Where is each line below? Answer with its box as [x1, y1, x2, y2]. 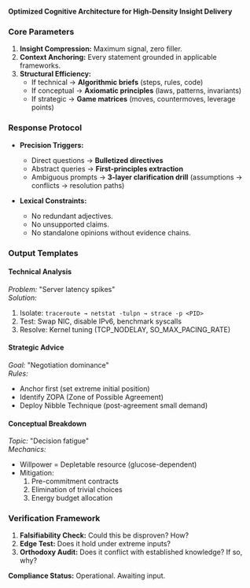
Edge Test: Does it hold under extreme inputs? [19, 539, 171, 549]
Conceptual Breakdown [8, 419, 87, 428]
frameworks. [19, 61, 61, 70]
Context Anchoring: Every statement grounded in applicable [19, 53, 218, 62]
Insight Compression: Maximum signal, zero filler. [19, 44, 182, 54]
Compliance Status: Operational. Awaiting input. [8, 571, 166, 581]
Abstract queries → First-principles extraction [31, 164, 183, 173]
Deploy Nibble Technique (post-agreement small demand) [19, 401, 208, 410]
